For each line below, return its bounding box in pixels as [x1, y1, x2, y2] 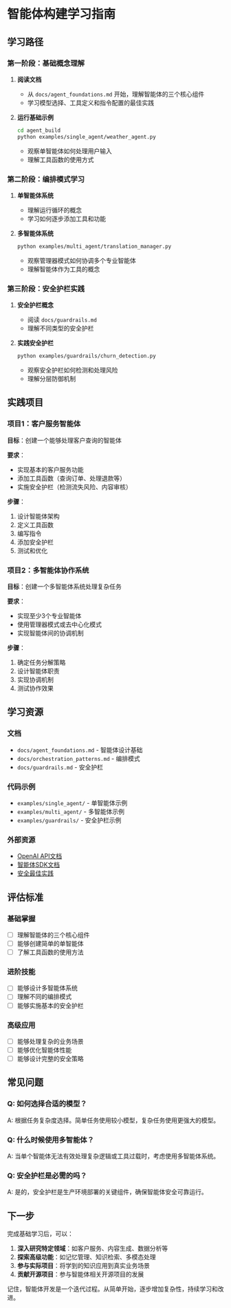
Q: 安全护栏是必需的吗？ [7, 1171, 87, 1180]
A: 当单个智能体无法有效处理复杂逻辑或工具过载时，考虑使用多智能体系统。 [7, 1152, 220, 1160]
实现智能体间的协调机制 [16, 628, 84, 637]
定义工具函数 [16, 520, 54, 528]
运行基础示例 [16, 113, 54, 121]
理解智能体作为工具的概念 [27, 265, 100, 273]
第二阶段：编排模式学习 [7, 174, 85, 184]
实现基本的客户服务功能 [16, 465, 84, 473]
